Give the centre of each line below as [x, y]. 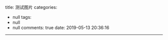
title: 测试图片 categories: [31, 7]
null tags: [22, 17]
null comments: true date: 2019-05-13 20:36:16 [61, 28]
